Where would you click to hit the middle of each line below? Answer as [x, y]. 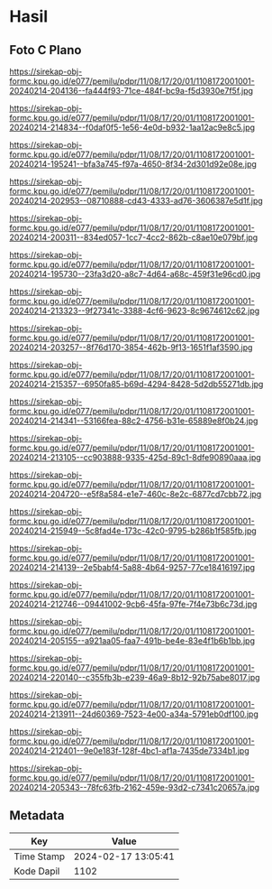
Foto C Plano [45, 50]
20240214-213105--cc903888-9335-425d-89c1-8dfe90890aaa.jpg [135, 457]
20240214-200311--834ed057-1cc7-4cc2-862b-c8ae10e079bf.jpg [134, 237]
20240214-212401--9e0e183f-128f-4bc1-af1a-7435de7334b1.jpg [129, 750]
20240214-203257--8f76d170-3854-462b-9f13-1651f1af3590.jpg [131, 347]
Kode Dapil [37, 871]
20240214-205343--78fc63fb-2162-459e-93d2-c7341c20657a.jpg [134, 787]
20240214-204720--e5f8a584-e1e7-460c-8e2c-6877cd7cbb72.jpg [136, 494]
